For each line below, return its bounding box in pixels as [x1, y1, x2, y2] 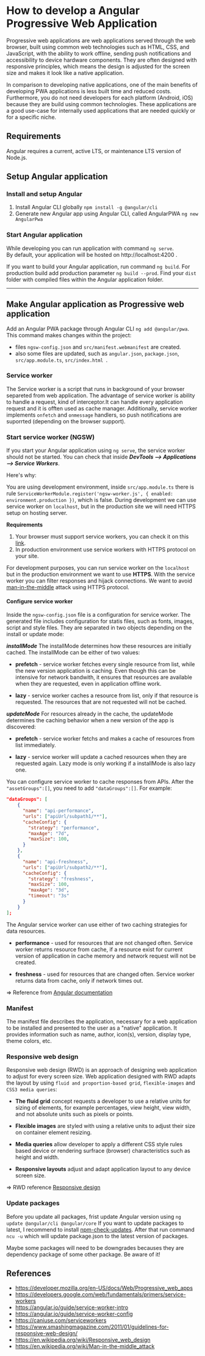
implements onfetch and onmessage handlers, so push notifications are [6, 411, 182, 418]
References [6, 1268, 51, 1279]
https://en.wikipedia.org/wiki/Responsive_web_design [15, 1336, 151, 1344]
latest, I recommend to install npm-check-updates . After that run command [6, 1225, 195, 1233]
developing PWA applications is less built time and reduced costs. [6, 87, 172, 95]
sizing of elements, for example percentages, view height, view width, [15, 1104, 191, 1111]
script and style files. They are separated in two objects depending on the [6, 624, 192, 631]
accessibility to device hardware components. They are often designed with [6, 56, 197, 63]
